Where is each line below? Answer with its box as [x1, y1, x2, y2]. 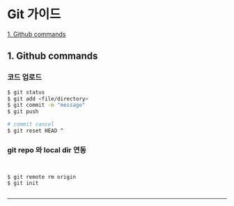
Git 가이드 [7, 6, 61, 22]
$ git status [7, 89, 45, 96]
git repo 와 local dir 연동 [7, 145, 87, 154]
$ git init [7, 179, 39, 187]
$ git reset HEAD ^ [7, 127, 64, 134]
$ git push [7, 108, 39, 115]
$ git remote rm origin [7, 174, 77, 181]
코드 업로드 [7, 73, 42, 82]
